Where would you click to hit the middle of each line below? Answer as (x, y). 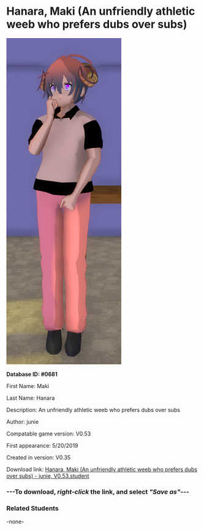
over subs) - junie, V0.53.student (48, 476)
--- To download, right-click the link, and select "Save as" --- (98, 491)
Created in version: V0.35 (39, 457)
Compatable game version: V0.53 (49, 434)
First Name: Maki (28, 386)
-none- (15, 522)
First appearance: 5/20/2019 (42, 445)
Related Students (33, 508)
